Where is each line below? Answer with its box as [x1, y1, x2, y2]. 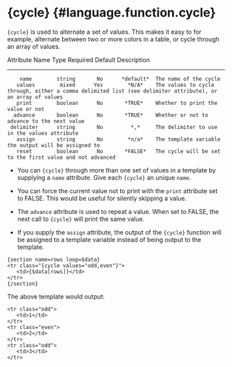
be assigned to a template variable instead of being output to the [17, 235, 202, 244]
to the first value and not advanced [7, 154, 116, 161]
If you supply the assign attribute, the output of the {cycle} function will [17, 228, 222, 236]
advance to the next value [7, 117, 85, 125]
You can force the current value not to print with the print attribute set [17, 186, 218, 195]
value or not [7, 106, 45, 112]
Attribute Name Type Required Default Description [7, 55, 151, 63]
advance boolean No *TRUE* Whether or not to [13, 112, 209, 119]
